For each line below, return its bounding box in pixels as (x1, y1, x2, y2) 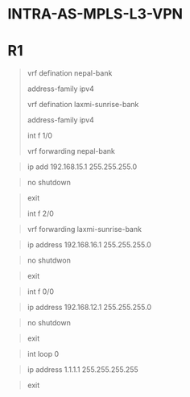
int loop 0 (27, 349, 60, 359)
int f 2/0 (27, 209, 54, 218)
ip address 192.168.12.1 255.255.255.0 (27, 303, 152, 312)
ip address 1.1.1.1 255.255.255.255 (27, 365, 138, 374)
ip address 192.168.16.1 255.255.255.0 (27, 240, 152, 250)
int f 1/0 (27, 130, 53, 141)
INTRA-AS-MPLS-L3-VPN (7, 5, 183, 23)
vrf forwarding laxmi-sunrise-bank (27, 225, 142, 234)
